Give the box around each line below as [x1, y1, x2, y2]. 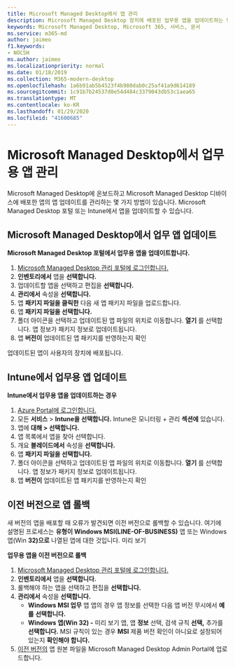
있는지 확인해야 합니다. [27, 636, 90, 644]
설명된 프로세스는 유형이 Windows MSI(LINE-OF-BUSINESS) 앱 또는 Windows [7, 527, 227, 536]
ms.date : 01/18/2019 [7, 69, 68, 76]
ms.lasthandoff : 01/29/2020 [7, 108, 90, 115]
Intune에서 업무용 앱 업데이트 [7, 371, 127, 383]
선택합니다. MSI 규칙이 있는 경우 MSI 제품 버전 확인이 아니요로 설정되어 [27, 627, 222, 635]
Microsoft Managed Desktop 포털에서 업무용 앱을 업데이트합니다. [7, 249, 190, 257]
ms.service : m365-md [7, 29, 68, 37]
